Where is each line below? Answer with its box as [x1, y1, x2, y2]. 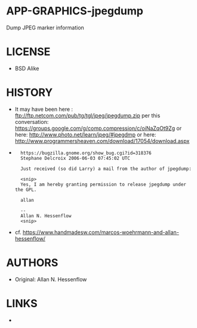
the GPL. [14, 187, 37, 193]
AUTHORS [6, 256, 59, 269]
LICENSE [6, 45, 51, 59]
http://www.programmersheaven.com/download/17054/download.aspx [14, 137, 190, 144]
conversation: [14, 118, 49, 125]
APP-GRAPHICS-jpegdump [6, 4, 143, 18]
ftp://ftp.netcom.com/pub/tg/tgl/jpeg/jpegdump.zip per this [14, 112, 161, 119]
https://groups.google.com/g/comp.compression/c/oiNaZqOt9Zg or [14, 124, 182, 132]
